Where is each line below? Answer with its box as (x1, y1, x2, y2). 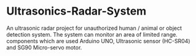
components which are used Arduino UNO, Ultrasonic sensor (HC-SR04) (6, 37, 190, 44)
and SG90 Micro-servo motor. (6, 44, 82, 51)
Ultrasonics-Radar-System (6, 4, 147, 18)
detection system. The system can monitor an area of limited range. (6, 30, 178, 38)
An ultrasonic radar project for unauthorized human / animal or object (6, 24, 182, 32)
